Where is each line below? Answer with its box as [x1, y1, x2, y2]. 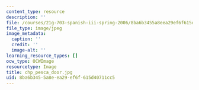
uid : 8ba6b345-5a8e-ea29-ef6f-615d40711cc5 [6, 75, 115, 81]
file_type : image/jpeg [6, 25, 62, 31]
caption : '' [11, 36, 41, 42]
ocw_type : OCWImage [6, 58, 54, 64]
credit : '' [11, 42, 38, 48]
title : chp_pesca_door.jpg [6, 69, 73, 75]
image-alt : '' [11, 47, 46, 53]
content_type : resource [6, 8, 65, 15]
